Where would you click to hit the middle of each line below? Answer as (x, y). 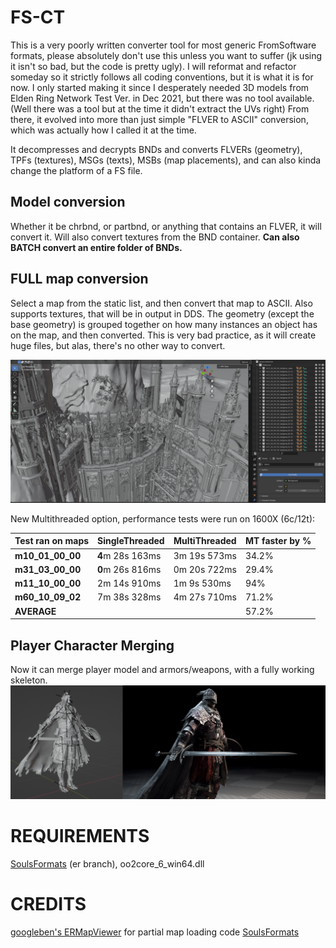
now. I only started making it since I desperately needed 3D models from (160, 87)
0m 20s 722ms (205, 569)
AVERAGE (35, 611)
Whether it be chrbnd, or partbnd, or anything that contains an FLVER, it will (166, 226)
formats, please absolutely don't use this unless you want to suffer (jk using (166, 55)
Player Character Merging (92, 645)
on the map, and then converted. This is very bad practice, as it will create (163, 335)
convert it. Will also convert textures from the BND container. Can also (155, 237)
